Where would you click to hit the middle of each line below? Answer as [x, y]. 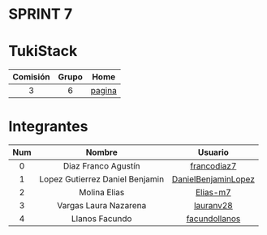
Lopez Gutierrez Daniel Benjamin [102, 179]
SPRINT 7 [41, 14]
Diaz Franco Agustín [101, 166]
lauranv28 [213, 206]
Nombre [101, 152]
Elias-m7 [213, 193]
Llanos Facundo [101, 219]
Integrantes [48, 127]
